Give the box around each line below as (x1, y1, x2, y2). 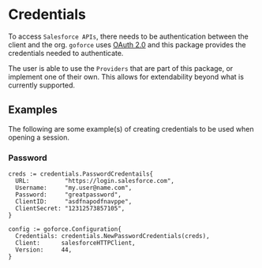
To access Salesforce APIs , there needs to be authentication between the (8, 32, 249, 41)
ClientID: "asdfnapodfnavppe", (15, 198, 133, 206)
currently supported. (8, 80, 75, 90)
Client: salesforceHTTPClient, (15, 239, 136, 248)
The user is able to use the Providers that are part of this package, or (8, 63, 234, 73)
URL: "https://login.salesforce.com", (15, 177, 175, 185)
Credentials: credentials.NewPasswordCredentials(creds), (15, 233, 211, 240)
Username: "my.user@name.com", (15, 184, 133, 192)
